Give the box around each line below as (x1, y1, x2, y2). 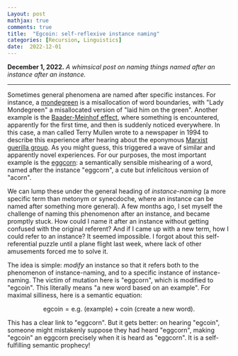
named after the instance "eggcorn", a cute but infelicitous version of (7, 166, 209, 174)
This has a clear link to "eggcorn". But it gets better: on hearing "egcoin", (7, 318, 220, 326)
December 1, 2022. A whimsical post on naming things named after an (7, 63, 215, 71)
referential (7, 240, 38, 248)
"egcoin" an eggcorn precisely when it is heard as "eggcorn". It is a (7, 333, 204, 342)
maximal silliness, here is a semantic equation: (7, 291, 143, 299)
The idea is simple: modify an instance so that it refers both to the (7, 261, 200, 269)
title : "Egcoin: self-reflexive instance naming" (7, 30, 160, 38)
